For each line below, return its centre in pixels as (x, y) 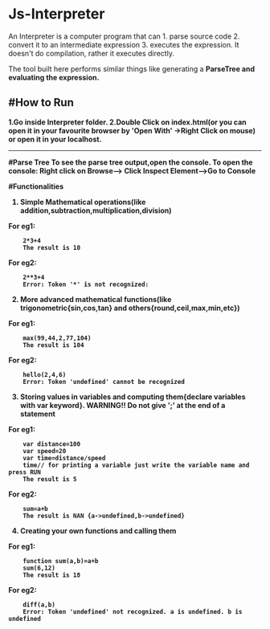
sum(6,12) (39, 568)
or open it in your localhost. (55, 139)
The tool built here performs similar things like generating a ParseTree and (132, 68)
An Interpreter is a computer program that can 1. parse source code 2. (124, 36)
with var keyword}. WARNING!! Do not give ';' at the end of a (123, 405)
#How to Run (41, 102)
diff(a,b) (39, 604)
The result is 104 (53, 345)
